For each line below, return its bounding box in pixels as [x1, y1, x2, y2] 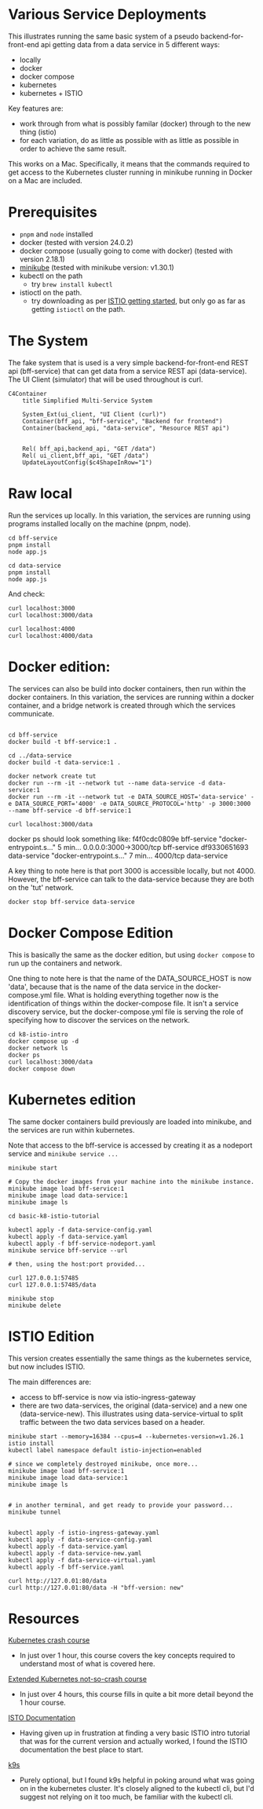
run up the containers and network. [8, 958, 122, 968]
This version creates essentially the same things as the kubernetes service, [8, 1353, 252, 1363]
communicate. [8, 709, 55, 718]
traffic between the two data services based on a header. [19, 1417, 206, 1426]
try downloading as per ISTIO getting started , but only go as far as [31, 296, 246, 306]
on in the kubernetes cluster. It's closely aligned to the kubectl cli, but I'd [19, 1784, 255, 1793]
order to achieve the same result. [19, 144, 127, 153]
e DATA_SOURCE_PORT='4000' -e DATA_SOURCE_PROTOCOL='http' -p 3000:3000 [8, 800, 251, 807]
